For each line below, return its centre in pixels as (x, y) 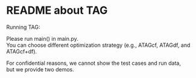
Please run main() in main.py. (42, 38)
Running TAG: (23, 27)
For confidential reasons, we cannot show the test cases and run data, (94, 63)
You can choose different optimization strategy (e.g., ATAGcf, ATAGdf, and (98, 45)
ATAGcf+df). (22, 51)
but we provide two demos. (40, 69)
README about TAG (57, 10)
